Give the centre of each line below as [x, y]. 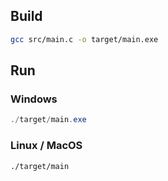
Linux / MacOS [46, 146]
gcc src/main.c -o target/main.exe [84, 39]
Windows [34, 99]
